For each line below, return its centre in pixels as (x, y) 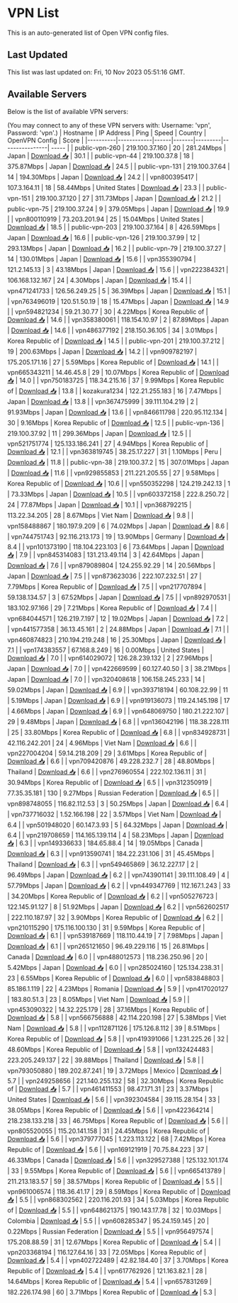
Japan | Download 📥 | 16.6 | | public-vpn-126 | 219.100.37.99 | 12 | (104, 237)
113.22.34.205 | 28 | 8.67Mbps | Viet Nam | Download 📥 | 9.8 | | (100, 515)
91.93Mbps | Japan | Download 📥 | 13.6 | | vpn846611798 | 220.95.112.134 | (117, 412)
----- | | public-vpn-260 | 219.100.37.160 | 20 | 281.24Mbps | (138, 147)
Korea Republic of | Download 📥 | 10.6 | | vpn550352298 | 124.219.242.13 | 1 (119, 483)
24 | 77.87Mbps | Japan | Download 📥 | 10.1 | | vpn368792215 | (100, 504)
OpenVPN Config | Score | (45, 140)
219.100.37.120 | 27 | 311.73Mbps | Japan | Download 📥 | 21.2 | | (128, 198)
